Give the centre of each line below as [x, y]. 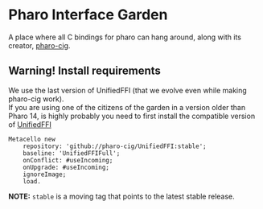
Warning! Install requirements [84, 71]
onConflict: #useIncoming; [68, 160]
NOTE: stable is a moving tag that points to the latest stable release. [121, 196]
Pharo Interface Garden [88, 15]
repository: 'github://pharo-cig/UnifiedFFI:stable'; [115, 146]
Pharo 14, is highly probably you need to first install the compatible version [132, 116]
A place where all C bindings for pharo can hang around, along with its [125, 37]
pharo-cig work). [36, 99]
